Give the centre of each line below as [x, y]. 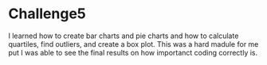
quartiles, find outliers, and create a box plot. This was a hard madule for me [133, 44]
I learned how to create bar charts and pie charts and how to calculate [124, 36]
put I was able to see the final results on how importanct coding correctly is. [133, 52]
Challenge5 [47, 14]
